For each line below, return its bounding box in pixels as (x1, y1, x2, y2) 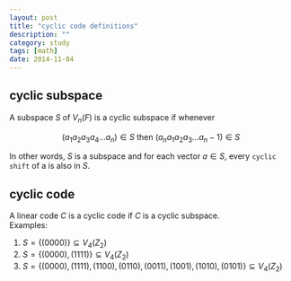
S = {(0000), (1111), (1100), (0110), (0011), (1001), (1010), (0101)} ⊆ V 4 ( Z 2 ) (22, 260, 283, 274)
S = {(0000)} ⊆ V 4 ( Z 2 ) (22, 237, 108, 250)
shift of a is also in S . (9, 161, 91, 171)
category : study (9, 38, 70, 48)
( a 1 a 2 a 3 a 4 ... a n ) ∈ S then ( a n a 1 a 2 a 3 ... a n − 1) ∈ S (61, 131, 241, 145)
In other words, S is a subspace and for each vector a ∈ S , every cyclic (9, 151, 277, 162)
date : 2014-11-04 (9, 55, 75, 64)
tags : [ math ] (9, 47, 58, 56)
